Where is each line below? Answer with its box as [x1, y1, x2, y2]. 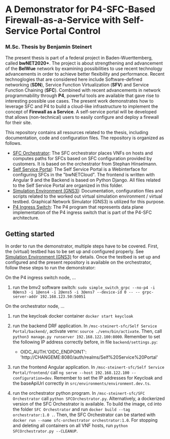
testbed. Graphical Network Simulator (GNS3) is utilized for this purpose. [12, 199, 165, 205]
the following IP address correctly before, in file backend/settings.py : [12, 339, 158, 345]
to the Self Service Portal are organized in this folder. [12, 182, 123, 189]
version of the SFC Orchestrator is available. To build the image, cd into [12, 401, 162, 407]
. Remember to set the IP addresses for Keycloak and [51, 375, 162, 381]
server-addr [12, 294, 38, 299]
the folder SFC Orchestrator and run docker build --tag [12, 406, 130, 413]
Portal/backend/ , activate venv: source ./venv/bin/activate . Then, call [12, 328, 162, 334]
